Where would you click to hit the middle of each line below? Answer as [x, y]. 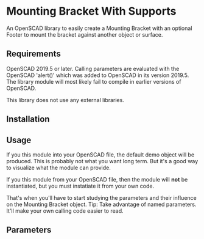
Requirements [33, 54]
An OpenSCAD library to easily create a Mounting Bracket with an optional [99, 28]
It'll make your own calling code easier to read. [65, 211]
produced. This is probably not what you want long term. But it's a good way [102, 161]
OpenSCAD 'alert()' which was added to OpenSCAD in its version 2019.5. [98, 75]
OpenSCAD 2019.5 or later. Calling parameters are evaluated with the [93, 68]
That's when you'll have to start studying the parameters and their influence [101, 197]
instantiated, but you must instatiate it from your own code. [80, 186]
